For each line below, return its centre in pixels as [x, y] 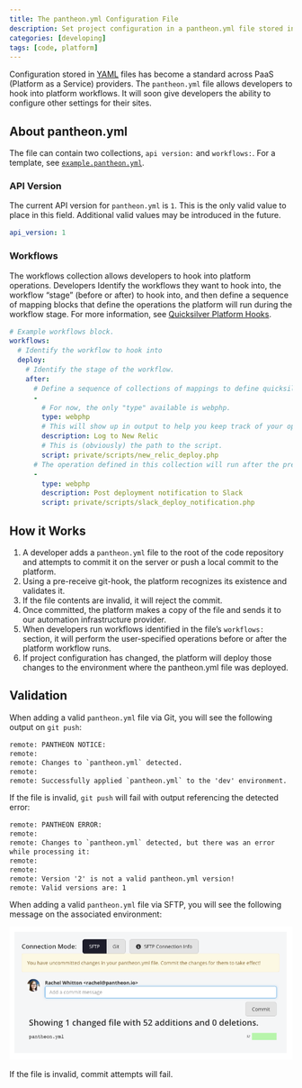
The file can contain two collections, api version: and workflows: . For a [142, 153]
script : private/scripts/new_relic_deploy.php [130, 455]
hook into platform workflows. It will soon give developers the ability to [140, 94]
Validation [38, 695]
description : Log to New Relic [100, 436]
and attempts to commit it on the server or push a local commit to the [150, 562]
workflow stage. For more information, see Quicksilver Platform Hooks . [141, 314]
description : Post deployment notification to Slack [142, 493]
